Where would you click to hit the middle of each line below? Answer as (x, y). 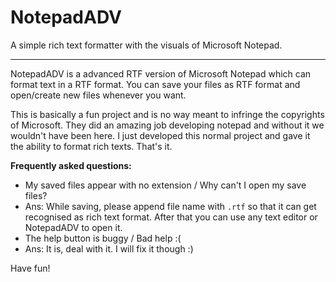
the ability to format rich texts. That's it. (91, 146)
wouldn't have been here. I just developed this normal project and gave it (160, 135)
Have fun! (30, 268)
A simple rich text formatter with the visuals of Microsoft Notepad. (146, 45)
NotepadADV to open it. (73, 227)
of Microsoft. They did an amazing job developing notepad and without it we (167, 125)
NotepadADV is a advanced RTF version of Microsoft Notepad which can (161, 73)
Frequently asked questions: (71, 165)
